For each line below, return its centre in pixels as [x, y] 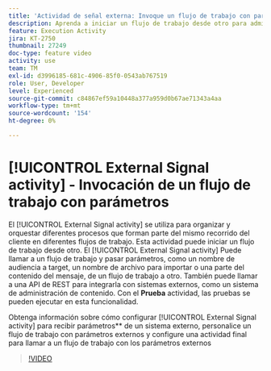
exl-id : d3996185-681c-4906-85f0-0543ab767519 [88, 76]
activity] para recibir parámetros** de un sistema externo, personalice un [130, 325]
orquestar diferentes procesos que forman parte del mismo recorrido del [129, 233]
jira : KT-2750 [32, 38]
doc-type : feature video [50, 53]
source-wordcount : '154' [50, 114]
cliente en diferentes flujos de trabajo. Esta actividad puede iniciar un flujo [131, 241]
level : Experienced [41, 91]
